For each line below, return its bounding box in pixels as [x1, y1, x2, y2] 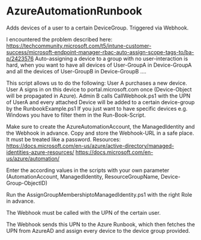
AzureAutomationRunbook [6, 4, 143, 18]
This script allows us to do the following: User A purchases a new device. [6, 79, 187, 87]
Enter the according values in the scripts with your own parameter [6, 167, 170, 174]
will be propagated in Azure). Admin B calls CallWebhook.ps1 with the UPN [6, 92, 191, 99]
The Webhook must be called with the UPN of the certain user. [6, 209, 161, 216]
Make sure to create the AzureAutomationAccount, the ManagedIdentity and [6, 123, 195, 130]
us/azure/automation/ [6, 155, 60, 162]
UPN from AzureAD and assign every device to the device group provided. [6, 227, 190, 234]
